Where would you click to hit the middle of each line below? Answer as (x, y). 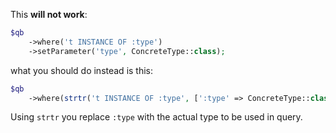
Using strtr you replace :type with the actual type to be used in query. (156, 117)
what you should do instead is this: (82, 70)
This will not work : (49, 14)
